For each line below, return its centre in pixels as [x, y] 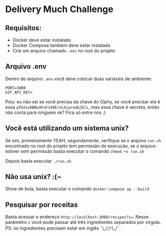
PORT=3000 [16, 88]
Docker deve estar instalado [42, 40]
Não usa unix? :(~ [33, 177]
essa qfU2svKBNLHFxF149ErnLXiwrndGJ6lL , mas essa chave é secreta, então [82, 107]
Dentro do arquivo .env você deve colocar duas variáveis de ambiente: [79, 79]
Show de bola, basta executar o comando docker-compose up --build [77, 189]
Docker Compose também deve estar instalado [62, 45]
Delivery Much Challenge [59, 9]
